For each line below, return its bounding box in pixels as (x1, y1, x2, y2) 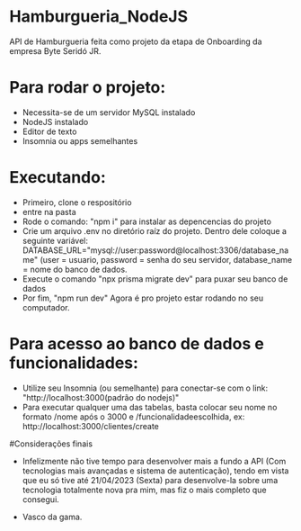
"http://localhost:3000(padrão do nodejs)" (22, 391, 180, 402)
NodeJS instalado (22, 116, 89, 127)
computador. (22, 301, 70, 312)
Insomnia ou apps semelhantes (22, 135, 138, 146)
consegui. (22, 493, 60, 505)
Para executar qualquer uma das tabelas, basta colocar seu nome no (22, 401, 278, 412)
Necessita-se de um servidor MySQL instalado (22, 106, 196, 118)
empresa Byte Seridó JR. (9, 45, 102, 56)
